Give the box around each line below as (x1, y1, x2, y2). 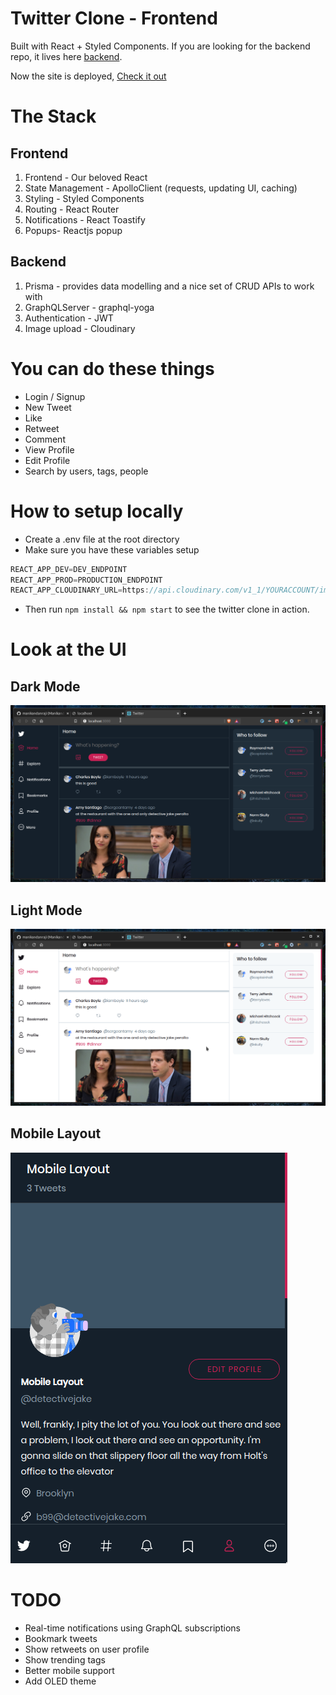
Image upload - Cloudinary (24, 322, 136, 334)
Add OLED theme (24, 1675, 97, 1687)
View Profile (24, 443, 75, 456)
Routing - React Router (24, 203, 120, 215)
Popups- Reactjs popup (24, 224, 123, 236)
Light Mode (10, 902, 83, 919)
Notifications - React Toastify (24, 213, 146, 226)
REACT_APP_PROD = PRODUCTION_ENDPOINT (10, 575, 163, 585)
